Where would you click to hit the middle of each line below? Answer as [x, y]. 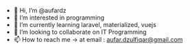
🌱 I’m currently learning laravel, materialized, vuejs [85, 25]
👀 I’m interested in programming [59, 18]
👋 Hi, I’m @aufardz [40, 10]
